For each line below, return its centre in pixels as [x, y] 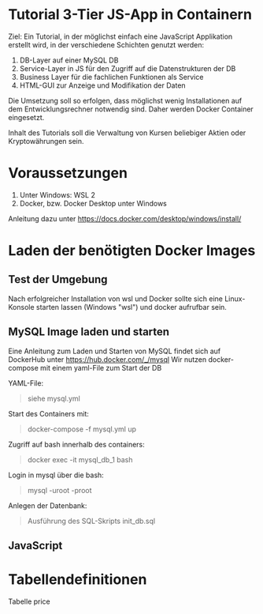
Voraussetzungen [68, 173]
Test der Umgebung [58, 279]
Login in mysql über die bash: [56, 475]
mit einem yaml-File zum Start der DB [101, 367]
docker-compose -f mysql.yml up [81, 429]
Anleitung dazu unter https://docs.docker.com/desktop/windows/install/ [125, 218]
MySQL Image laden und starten [89, 332]
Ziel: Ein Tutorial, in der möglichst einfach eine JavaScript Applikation [120, 36]
